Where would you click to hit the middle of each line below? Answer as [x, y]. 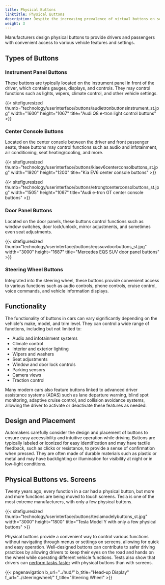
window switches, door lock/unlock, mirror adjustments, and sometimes [78, 227]
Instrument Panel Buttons [36, 72]
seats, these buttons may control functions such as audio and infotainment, [81, 147]
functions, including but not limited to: [43, 328]
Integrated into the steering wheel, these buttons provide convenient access [82, 280]
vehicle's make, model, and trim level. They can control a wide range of [77, 324]
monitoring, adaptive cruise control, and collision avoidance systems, [75, 400]
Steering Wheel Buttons [34, 270]
